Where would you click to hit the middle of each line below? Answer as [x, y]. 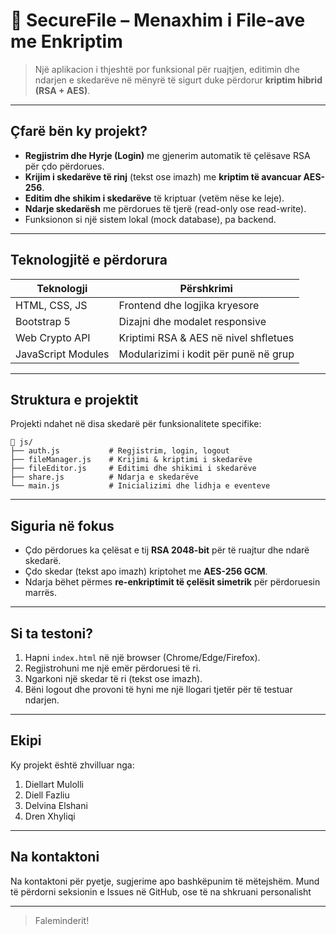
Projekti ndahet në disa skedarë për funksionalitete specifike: [136, 424]
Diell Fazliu [47, 795]
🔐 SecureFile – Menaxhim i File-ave [158, 20]
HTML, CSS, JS [51, 305]
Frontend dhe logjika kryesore [189, 305]
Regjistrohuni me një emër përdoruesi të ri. [113, 668]
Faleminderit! [62, 920]
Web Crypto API [53, 337]
